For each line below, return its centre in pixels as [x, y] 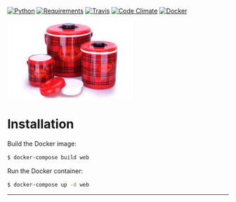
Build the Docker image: [42, 144]
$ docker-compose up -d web [48, 184]
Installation [41, 124]
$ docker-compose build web [48, 157]
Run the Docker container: [45, 171]
